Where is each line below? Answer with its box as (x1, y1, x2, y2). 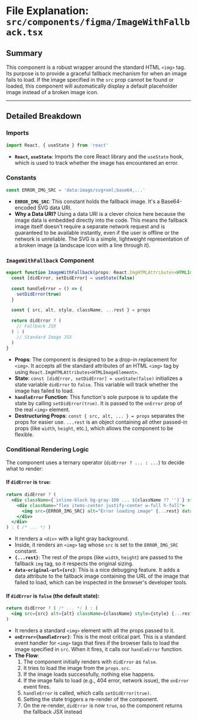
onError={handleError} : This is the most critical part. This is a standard (14, 633, 186, 640)
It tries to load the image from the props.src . (23, 664, 131, 671)
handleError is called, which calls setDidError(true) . (23, 689, 151, 696)
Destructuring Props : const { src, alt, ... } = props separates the (14, 412, 185, 419)
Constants (6, 174, 37, 182)
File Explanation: (6, 4, 89, 18)
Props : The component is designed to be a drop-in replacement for (14, 356, 178, 363)
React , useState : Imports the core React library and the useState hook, (14, 153, 184, 160)
